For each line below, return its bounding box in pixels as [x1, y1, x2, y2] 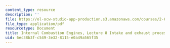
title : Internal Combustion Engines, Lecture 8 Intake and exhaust [5, 30, 151, 35]
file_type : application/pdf [5, 21, 65, 26]
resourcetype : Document [5, 26, 56, 31]
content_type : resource [5, 7, 56, 12]
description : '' [5, 12, 39, 17]
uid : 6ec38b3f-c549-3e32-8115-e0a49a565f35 [5, 35, 99, 40]
